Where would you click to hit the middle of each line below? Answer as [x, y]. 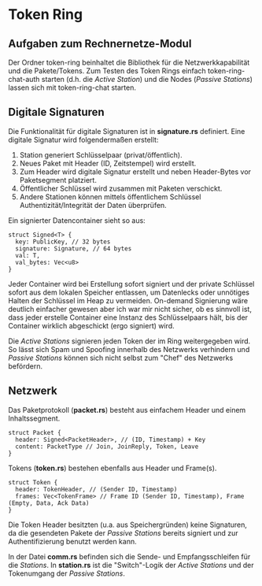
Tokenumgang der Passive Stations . [67, 573]
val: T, [28, 255]
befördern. [26, 366]
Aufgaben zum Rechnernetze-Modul [100, 44]
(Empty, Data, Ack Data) [49, 503]
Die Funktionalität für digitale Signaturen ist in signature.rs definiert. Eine [127, 131]
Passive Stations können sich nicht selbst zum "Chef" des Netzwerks [121, 358]
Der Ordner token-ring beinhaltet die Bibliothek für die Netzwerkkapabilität [129, 62]
